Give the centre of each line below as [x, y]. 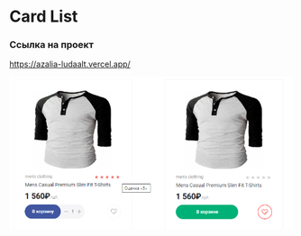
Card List [44, 17]
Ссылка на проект [52, 45]
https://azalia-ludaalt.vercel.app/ [70, 64]
